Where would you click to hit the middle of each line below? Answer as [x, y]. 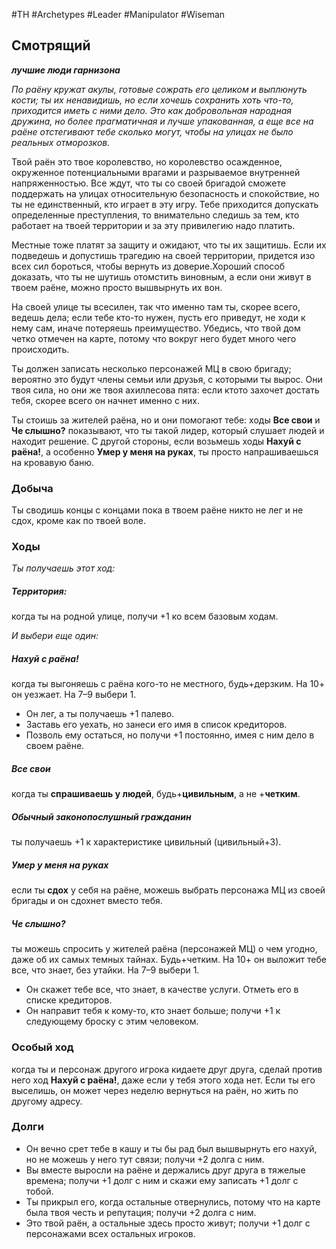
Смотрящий [51, 45]
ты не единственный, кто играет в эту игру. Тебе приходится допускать [165, 204]
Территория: [39, 591]
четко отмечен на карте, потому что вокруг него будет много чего [154, 338]
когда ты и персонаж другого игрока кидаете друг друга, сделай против [167, 1069]
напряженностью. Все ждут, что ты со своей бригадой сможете [148, 183]
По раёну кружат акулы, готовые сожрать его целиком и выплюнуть [159, 89]
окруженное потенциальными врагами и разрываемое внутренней [156, 172]
